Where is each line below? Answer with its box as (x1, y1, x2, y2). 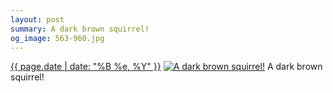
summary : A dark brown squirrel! (10, 24, 150, 34)
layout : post (10, 14, 65, 25)
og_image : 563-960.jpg (10, 33, 105, 43)
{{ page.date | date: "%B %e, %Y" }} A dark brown (10, 61, 323, 73)
